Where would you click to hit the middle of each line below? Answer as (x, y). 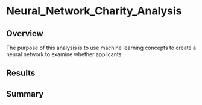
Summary (25, 94)
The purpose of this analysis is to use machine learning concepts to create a (101, 48)
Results (21, 73)
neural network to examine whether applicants (64, 54)
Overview (25, 33)
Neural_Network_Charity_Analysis (94, 11)
